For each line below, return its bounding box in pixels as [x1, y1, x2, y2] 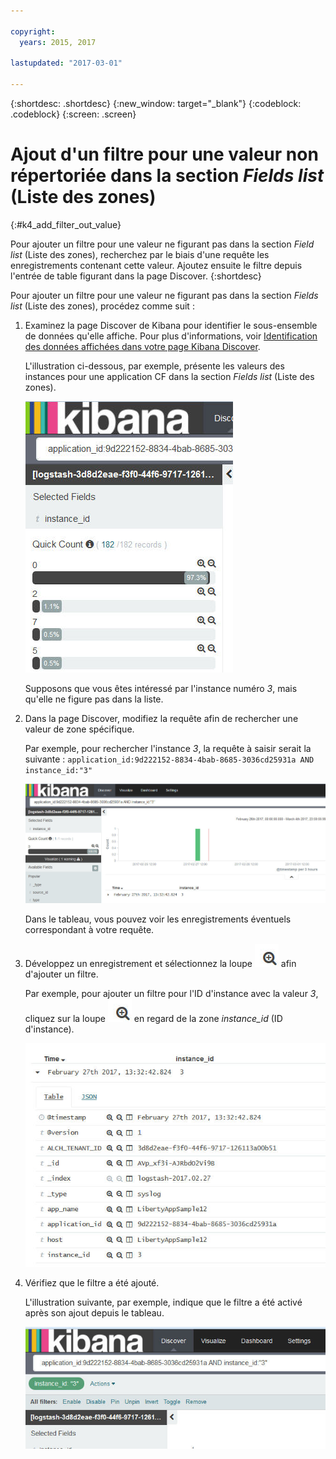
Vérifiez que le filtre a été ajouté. [24, 1276, 160, 1289]
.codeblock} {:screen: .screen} [10, 108, 137, 120]
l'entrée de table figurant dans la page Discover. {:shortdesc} [10, 270, 262, 282]
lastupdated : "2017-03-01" [10, 58, 123, 69]
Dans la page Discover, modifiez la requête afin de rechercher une [24, 712, 299, 724]
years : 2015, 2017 [19, 37, 97, 47]
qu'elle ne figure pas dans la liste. [24, 693, 164, 705]
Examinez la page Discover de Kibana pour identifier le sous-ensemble [24, 319, 318, 331]
